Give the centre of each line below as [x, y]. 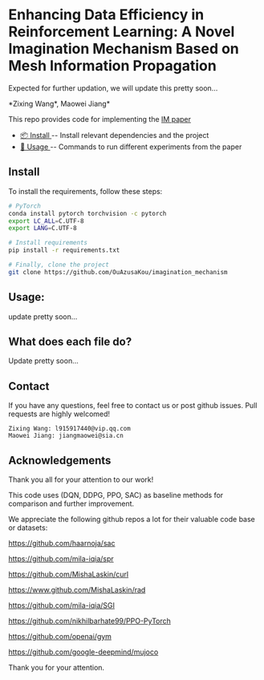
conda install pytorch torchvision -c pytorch [87, 213]
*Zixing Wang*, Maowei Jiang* [59, 103]
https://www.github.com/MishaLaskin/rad [77, 590]
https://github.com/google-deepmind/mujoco [83, 652]
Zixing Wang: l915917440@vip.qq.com [69, 429]
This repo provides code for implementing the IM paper [100, 119]
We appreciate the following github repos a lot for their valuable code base [132, 519]
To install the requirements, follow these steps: [85, 191]
